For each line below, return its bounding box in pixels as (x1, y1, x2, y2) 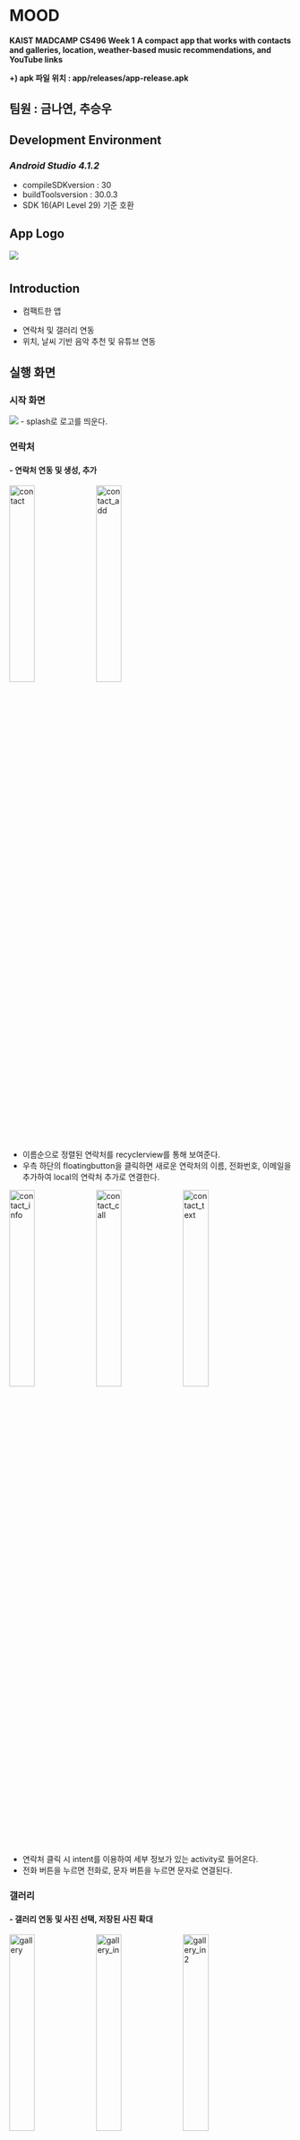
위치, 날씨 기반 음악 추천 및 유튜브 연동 (21, 336, 157, 347)
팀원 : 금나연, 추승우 (9, 101, 112, 116)
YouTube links (9, 54, 64, 65)
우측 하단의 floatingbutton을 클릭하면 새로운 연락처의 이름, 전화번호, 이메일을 (21, 1161, 292, 1171)
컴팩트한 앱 (21, 306, 62, 316)
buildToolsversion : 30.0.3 (21, 189, 118, 200)
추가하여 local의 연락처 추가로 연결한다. (21, 1171, 159, 1183)
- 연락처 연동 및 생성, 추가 (9, 464, 98, 475)
